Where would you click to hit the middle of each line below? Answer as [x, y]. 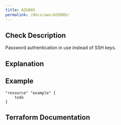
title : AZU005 [20, 10]
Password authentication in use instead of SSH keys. [61, 48]
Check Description [36, 35]
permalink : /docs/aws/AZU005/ [38, 15]
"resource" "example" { [31, 93]
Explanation [25, 64]
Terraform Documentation [48, 117]
